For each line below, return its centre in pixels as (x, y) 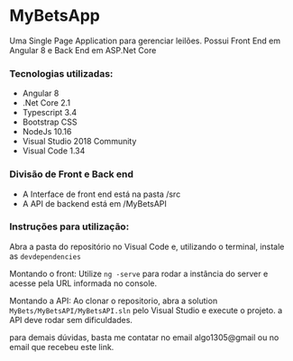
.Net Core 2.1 (46, 103)
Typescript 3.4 (50, 113)
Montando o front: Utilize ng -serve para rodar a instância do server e (139, 273)
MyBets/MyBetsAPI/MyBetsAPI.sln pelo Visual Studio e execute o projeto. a (146, 310)
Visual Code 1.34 (54, 151)
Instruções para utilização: (69, 227)
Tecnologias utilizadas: (61, 73)
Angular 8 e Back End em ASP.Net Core (83, 50)
